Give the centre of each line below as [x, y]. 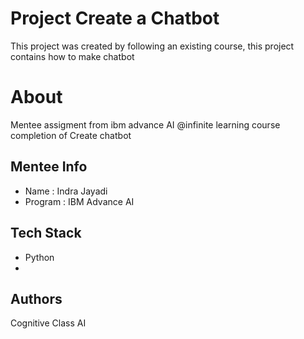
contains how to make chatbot [72, 56]
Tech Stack [46, 233]
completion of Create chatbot [71, 135]
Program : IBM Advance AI [79, 201]
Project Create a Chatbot [115, 18]
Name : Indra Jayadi [66, 191]
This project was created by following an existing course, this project [152, 46]
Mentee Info [49, 167]
